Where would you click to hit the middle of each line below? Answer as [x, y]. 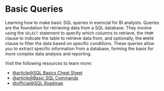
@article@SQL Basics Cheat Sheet [47, 72]
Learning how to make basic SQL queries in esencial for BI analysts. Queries [82, 23]
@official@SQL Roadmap [38, 83]
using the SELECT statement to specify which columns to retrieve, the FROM [79, 33]
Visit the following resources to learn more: [49, 63]
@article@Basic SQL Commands [45, 78]
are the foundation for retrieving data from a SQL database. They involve [79, 27]
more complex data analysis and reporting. [48, 54]
